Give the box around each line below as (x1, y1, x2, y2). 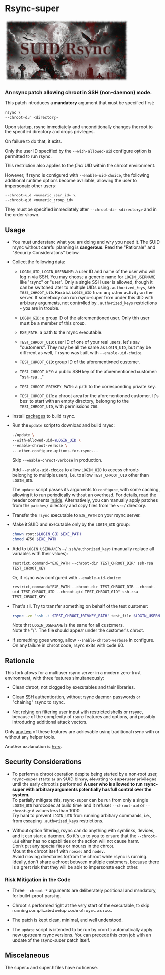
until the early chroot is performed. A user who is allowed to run (12, 781, 143, 787)
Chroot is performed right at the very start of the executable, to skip (12, 902, 150, 909)
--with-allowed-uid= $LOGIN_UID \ (12, 438, 81, 443)
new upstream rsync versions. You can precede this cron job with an (12, 932, 151, 938)
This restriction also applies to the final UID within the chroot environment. (5, 163, 156, 169)
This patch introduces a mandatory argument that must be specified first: (5, 100, 155, 106)
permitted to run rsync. (5, 153, 52, 159)
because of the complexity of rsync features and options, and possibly (12, 714, 156, 719)
